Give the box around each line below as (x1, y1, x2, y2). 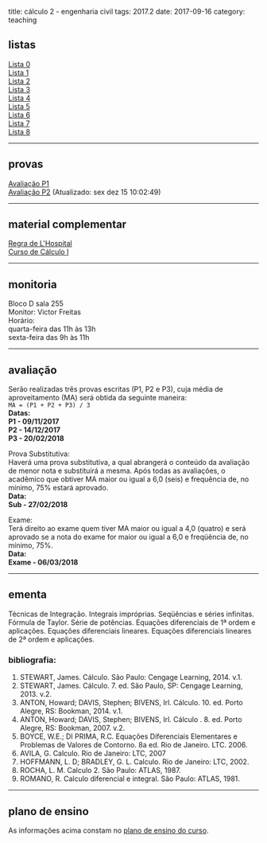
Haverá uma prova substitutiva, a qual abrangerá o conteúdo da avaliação (8, 458, 250, 467)
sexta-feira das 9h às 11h (8, 333, 90, 342)
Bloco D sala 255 (8, 299, 64, 309)
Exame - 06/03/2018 (8, 557, 79, 568)
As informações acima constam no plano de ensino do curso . (8, 825, 209, 835)
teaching (8, 15, 37, 25)
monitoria (8, 278, 57, 291)
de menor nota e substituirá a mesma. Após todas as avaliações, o (8, 466, 226, 476)
